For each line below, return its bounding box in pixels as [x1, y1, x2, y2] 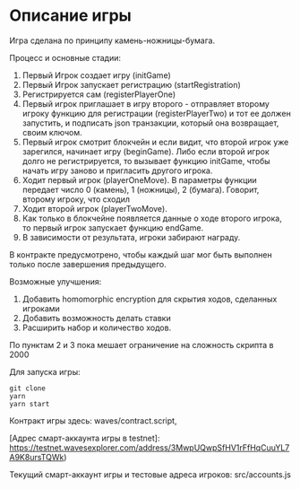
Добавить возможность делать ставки [21, 312, 172, 323]
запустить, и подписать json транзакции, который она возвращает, [21, 118, 279, 128]
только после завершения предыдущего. [9, 258, 167, 269]
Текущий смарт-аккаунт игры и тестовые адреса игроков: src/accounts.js [9, 468, 291, 480]
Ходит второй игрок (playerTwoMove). [21, 203, 167, 214]
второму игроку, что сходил [21, 194, 131, 205]
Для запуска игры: [9, 366, 81, 377]
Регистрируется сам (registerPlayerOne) [21, 89, 176, 100]
